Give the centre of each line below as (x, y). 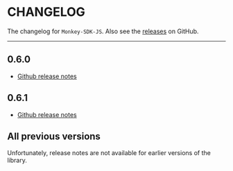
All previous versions (54, 136)
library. (17, 161)
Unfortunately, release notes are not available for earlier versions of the (109, 153)
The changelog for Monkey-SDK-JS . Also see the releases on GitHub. (103, 31)
